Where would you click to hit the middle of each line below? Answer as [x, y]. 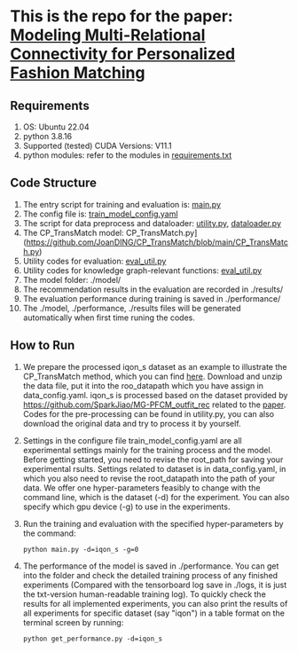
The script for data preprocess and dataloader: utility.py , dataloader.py [152, 223]
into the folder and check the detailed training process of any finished [150, 575]
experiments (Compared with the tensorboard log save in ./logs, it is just [155, 585]
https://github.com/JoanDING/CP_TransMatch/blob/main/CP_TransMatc [157, 242]
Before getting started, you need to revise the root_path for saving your [153, 460]
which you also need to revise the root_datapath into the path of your [149, 478]
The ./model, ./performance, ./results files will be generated [132, 308]
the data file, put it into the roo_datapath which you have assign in [143, 385]
